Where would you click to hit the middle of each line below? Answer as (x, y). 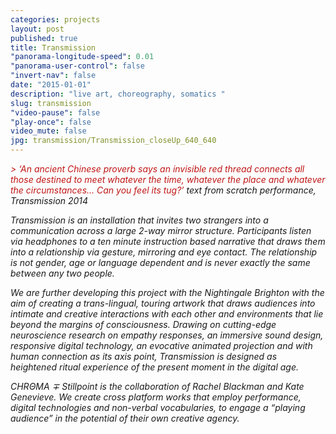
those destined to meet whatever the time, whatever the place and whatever (168, 179)
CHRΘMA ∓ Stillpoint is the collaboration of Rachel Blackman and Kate (157, 386)
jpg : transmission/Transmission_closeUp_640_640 (113, 141)
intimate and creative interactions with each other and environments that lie (167, 314)
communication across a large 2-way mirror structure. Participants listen (161, 230)
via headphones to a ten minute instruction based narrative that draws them (168, 241)
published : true (44, 38)
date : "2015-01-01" (51, 85)
